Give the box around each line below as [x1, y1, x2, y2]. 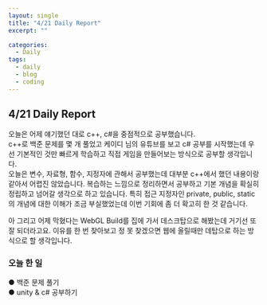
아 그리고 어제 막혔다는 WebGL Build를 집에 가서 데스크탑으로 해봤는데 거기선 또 [8, 216, 257, 225]
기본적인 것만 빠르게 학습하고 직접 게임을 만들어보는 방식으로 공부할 [16, 149, 226, 159]
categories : [8, 41, 48, 49]
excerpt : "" [8, 26, 48, 34]
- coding [15, 77, 45, 86]
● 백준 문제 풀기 [8, 277, 60, 287]
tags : [8, 56, 26, 64]
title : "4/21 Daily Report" [8, 19, 102, 27]
